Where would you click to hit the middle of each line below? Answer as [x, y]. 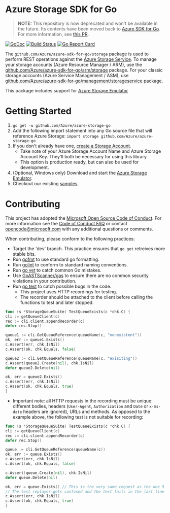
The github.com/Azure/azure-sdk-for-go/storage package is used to [77, 54]
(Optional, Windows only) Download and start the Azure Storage [80, 173]
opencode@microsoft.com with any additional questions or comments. [79, 229]
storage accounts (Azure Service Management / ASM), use [67, 75]
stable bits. [24, 254]
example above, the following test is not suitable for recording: [78, 417]
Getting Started [39, 111]
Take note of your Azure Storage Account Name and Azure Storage [91, 151]
